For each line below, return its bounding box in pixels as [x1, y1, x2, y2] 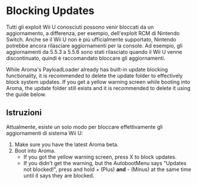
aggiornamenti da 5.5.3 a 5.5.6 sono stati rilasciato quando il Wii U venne [6, 48, 182, 55]
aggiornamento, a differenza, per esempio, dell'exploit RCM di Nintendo [6, 29, 180, 36]
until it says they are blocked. [23, 172, 95, 179]
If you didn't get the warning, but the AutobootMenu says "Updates [23, 159, 187, 166]
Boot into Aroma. [14, 147, 56, 154]
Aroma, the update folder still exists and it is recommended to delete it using [6, 84, 191, 91]
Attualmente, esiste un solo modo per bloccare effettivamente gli [6, 123, 163, 130]
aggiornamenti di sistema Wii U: [6, 129, 84, 136]
